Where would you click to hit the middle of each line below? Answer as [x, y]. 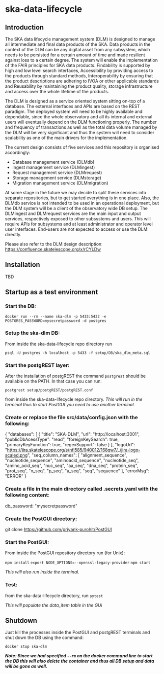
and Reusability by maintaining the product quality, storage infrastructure [79, 86]
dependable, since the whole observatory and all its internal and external [79, 117]
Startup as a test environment [52, 292]
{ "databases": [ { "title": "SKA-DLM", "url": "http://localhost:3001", [72, 434]
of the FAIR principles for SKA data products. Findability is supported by [78, 65]
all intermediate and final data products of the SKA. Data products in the [78, 44]
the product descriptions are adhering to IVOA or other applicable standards [82, 81]
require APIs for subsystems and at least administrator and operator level [79, 224]
